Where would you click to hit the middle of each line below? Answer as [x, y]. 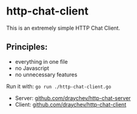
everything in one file [41, 61]
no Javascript [32, 68]
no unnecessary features [46, 75]
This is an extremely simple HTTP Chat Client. [63, 28]
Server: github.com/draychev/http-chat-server [73, 98]
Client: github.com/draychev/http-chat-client [71, 104]
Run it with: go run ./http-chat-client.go [59, 86]
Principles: [27, 47]
